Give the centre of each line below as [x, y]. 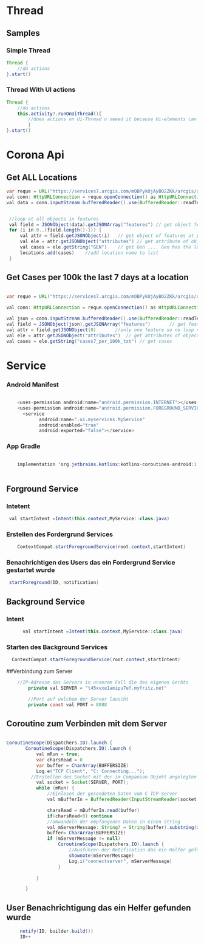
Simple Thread [28, 50]
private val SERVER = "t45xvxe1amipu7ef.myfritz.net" [97, 688]
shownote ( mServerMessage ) [102, 855]
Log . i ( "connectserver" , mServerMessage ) [121, 861]
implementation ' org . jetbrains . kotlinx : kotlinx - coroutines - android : [106, 464]
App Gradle [23, 446]
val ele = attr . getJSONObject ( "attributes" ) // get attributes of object [103, 335]
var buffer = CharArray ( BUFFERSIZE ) [83, 765]
